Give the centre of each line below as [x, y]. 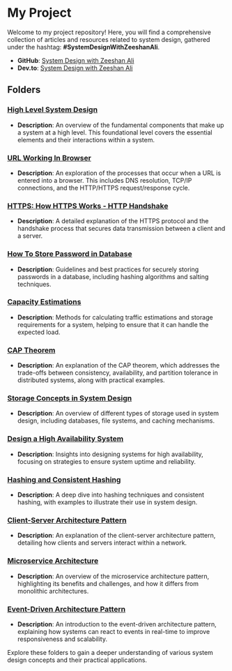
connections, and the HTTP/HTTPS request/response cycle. [103, 188]
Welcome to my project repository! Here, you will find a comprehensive [109, 32]
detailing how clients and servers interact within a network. [102, 543]
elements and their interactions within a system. [86, 140]
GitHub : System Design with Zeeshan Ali [76, 60]
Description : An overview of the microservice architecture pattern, [113, 576]
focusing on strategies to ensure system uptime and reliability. [107, 461]
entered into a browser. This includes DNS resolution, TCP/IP [105, 180]
